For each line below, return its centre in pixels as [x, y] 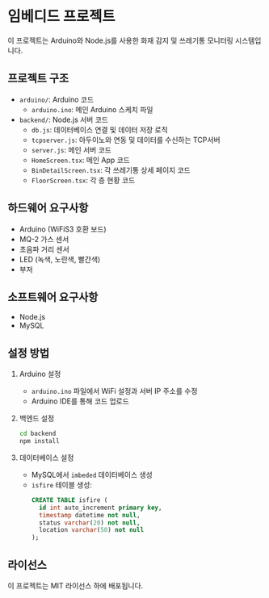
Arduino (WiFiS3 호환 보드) [63, 229]
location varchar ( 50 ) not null [91, 530]
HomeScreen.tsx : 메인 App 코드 [80, 160]
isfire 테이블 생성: [61, 484]
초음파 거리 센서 [44, 249]
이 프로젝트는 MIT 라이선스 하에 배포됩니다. [76, 585]
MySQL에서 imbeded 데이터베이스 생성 [92, 475]
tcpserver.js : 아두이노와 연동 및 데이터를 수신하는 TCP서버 [126, 140]
